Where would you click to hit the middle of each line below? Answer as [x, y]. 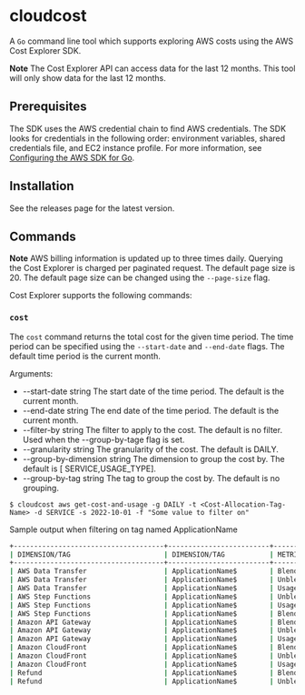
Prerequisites [48, 107]
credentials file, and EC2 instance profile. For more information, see [136, 147]
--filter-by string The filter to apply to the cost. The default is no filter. [152, 429]
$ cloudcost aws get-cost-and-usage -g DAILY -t [103, 504]
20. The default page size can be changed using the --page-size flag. [140, 277]
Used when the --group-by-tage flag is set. [103, 439]
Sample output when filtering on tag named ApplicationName [124, 529]
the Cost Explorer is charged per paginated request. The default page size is [152, 268]
